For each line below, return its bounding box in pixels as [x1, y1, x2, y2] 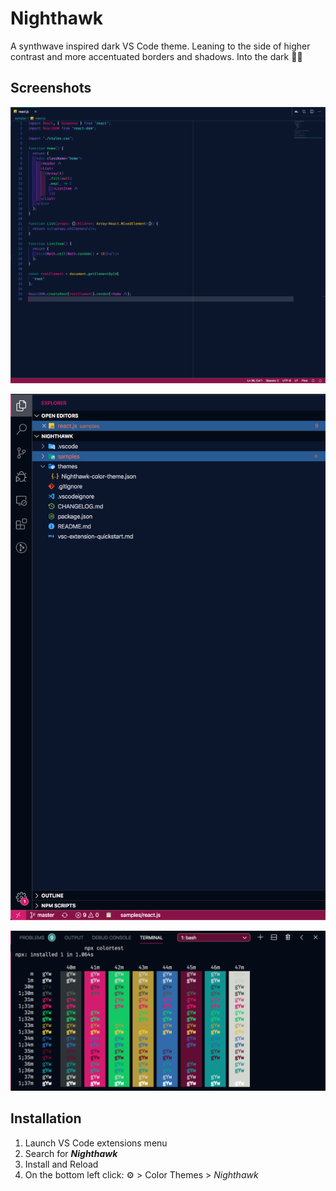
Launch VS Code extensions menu [24, 1137, 168, 1149]
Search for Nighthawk [24, 1147, 118, 1159]
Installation [10, 1110, 82, 1127]
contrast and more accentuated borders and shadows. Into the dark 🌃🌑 [10, 50, 303, 62]
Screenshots [10, 80, 92, 97]
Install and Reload [24, 1158, 99, 1170]
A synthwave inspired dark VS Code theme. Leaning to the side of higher [10, 40, 311, 52]
